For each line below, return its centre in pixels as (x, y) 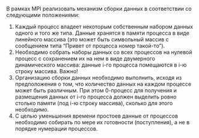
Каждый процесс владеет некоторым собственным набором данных (104, 27)
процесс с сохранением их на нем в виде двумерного (85, 58)
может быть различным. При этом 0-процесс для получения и (96, 90)
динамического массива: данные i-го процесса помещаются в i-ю (101, 65)
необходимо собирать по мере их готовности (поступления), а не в (102, 122)
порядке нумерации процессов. (56, 129)
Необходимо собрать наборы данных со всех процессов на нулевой (103, 52)
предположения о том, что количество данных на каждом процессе (103, 84)
